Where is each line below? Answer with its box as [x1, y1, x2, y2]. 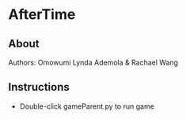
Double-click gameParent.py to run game [19, 101, 154, 111]
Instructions [8, 80, 70, 94]
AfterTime [8, 6, 76, 24]
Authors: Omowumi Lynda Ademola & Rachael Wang [8, 58, 179, 67]
